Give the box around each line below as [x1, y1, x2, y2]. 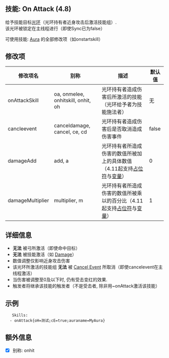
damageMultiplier [8, 197, 49, 204]
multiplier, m [53, 197, 83, 204]
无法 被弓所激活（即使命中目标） [12, 245, 80, 251]
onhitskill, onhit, [53, 97, 91, 104]
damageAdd [8, 157, 37, 164]
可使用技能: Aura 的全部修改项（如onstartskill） [5, 36, 103, 42]
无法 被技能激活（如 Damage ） [12, 251, 77, 258]
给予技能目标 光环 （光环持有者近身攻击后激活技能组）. [5, 19, 117, 25]
